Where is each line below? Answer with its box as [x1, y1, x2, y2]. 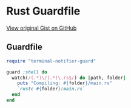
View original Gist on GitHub [6, 24, 77, 32]
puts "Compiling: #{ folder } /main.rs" [17, 80, 113, 86]
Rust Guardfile [6, 4, 81, 18]
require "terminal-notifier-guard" [6, 58, 96, 64]
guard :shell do [6, 69, 47, 75]
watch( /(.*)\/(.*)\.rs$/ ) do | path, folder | [12, 75, 126, 81]
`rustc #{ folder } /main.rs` [17, 86, 86, 92]
